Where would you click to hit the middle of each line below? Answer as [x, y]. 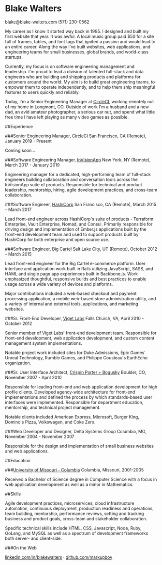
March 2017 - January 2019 [32, 165]
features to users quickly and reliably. [42, 92]
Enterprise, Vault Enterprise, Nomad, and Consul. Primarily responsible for [79, 224]
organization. [18, 363]
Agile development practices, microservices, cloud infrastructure [70, 503]
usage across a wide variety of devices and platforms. [59, 284]
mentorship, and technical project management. [53, 407]
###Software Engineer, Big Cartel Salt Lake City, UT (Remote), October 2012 [81, 249]
